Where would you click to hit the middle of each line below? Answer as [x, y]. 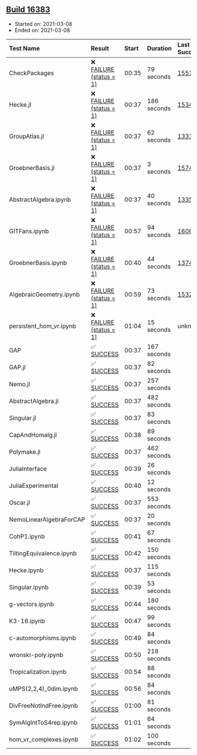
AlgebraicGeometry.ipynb [45, 294]
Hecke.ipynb [26, 570]
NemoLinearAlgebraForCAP [47, 519]
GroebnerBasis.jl [32, 168]
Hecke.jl [20, 104]
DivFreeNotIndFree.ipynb [43, 706]
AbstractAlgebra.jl [34, 401]
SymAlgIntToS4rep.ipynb [43, 722]
